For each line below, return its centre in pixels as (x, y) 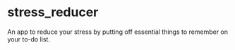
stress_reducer (53, 12)
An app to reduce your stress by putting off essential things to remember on (117, 32)
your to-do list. (29, 39)
